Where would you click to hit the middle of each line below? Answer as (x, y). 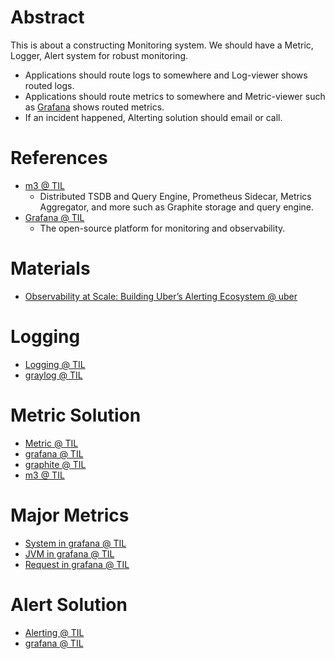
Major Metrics (70, 515)
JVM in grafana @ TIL (69, 553)
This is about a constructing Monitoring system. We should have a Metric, (162, 45)
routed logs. (49, 85)
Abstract (47, 17)
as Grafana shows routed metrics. (94, 107)
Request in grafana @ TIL (77, 564)
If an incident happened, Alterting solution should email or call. (153, 117)
